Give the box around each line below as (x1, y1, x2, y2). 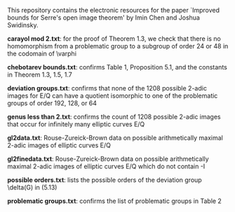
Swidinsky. (7, 21, 39, 29)
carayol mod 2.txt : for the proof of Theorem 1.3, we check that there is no (7, 34, 221, 43)
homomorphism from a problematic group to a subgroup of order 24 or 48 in (7, 42, 229, 50)
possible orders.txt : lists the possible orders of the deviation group (7, 175, 202, 184)
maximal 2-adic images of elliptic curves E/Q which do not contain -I (7, 162, 206, 171)
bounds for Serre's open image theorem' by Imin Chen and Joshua (7, 13, 200, 22)
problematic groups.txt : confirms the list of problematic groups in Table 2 (7, 197, 222, 205)
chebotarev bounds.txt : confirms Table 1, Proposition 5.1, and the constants (7, 63, 228, 71)
